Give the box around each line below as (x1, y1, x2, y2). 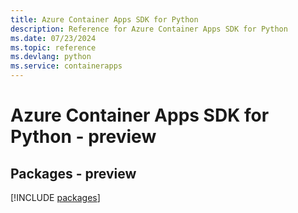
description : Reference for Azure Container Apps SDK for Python (10, 24, 288, 34)
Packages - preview (10, 165, 137, 182)
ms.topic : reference (10, 42, 97, 53)
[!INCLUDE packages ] (10, 192, 101, 203)
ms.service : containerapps (10, 61, 123, 71)
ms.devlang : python (10, 52, 92, 62)
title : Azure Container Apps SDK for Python (10, 14, 199, 25)
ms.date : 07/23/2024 (10, 33, 97, 43)
